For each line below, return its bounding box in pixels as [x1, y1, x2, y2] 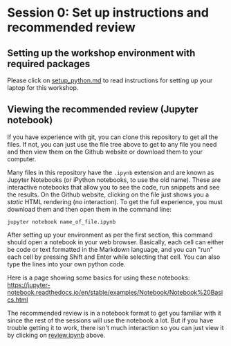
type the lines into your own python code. [7, 259, 126, 268]
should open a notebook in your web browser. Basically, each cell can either [7, 237, 224, 246]
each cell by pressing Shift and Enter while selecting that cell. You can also [7, 253, 221, 261]
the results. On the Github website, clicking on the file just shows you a [7, 190, 210, 199]
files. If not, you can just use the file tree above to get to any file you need [7, 140, 217, 148]
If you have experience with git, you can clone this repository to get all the [7, 133, 219, 141]
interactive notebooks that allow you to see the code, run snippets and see [7, 183, 220, 191]
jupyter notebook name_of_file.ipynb [7, 218, 116, 226]
